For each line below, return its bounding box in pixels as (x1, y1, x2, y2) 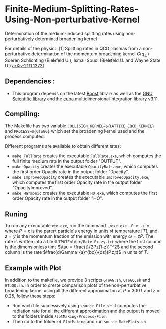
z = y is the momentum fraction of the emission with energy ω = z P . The (5, 233, 154, 239)
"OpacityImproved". (12, 185, 53, 191)
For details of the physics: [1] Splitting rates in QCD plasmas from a (5, 45, 142, 51)
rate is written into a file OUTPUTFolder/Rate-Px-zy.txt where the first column (5, 239, 162, 245)
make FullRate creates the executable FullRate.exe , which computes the (12, 153, 161, 159)
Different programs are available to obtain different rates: (5, 143, 121, 149)
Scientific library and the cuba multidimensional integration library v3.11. (12, 96, 159, 102)
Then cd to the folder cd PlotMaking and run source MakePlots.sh (12, 318, 146, 324)
